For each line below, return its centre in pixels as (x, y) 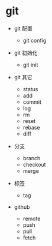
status (30, 89)
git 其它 (23, 77)
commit (32, 102)
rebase (31, 127)
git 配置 (23, 28)
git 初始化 (26, 53)
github (22, 207)
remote (32, 218)
